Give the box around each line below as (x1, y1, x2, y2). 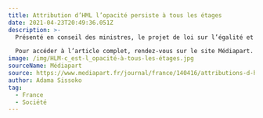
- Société (15, 98, 47, 106)
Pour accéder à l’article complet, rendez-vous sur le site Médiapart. (15, 48, 254, 55)
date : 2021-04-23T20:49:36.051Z (8, 19, 113, 27)
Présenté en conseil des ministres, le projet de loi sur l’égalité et (15, 33, 254, 41)
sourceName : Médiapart (8, 62, 82, 70)
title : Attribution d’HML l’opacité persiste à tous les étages (8, 11, 222, 20)
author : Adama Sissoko (8, 76, 82, 84)
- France (15, 91, 44, 98)
